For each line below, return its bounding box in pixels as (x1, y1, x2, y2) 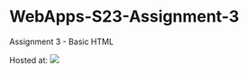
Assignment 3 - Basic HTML (9, 36, 115, 47)
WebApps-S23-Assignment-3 (9, 6, 240, 27)
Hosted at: (9, 54, 48, 65)
